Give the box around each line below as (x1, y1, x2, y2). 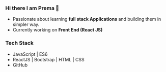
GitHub (12, 62, 28, 68)
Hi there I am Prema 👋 (5, 5, 60, 12)
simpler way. (12, 21, 40, 27)
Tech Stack (5, 40, 34, 47)
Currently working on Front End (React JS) (12, 27, 103, 33)
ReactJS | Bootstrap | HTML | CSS (12, 56, 85, 62)
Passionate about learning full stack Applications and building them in (12, 16, 161, 22)
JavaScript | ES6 (12, 51, 48, 57)
